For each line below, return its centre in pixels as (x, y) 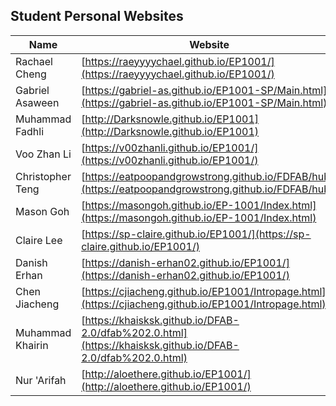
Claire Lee (39, 240)
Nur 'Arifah (41, 380)
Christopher (43, 176)
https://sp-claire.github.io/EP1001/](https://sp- (198, 234)
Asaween (37, 102)
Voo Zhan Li (43, 154)
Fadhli (30, 131)
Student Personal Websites (97, 16)
